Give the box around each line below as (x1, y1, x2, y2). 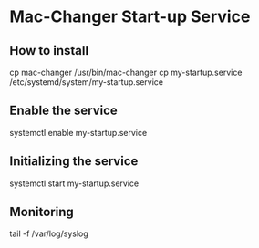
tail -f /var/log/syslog (9, 228, 88, 239)
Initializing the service (9, 153, 139, 170)
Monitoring (9, 204, 75, 220)
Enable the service (9, 103, 119, 119)
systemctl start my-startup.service (9, 178, 140, 189)
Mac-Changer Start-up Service (9, 6, 251, 27)
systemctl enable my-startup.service (9, 127, 148, 138)
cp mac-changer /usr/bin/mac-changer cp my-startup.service (9, 67, 243, 77)
